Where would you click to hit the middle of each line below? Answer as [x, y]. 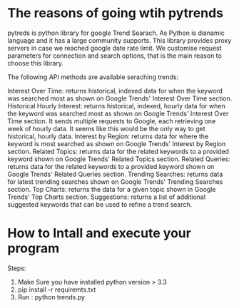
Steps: [17, 268]
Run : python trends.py [51, 297]
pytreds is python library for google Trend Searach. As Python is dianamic [116, 33]
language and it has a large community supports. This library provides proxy [119, 40]
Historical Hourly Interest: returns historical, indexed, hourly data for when [117, 106]
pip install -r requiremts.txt [57, 289]
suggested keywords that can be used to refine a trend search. [100, 204]
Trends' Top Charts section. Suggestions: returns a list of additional [106, 197]
